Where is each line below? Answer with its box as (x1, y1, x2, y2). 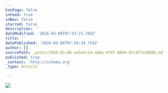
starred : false (5, 21, 38, 27)
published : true (5, 54, 40, 60)
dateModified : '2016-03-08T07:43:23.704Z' (5, 31, 97, 36)
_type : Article (5, 64, 38, 69)
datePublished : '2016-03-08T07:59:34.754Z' (5, 41, 100, 46)
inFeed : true (5, 12, 33, 17)
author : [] (5, 45, 29, 50)
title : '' (5, 36, 27, 41)
